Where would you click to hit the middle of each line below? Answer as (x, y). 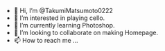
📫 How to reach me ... (46, 40)
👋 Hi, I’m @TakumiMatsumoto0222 (63, 11)
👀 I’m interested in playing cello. (59, 18)
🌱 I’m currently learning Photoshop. (64, 25)
